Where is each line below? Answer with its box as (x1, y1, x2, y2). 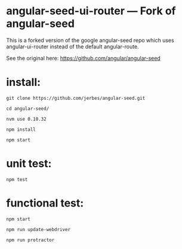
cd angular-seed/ (6, 106, 50, 112)
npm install (6, 127, 36, 133)
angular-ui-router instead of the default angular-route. (6, 43, 139, 50)
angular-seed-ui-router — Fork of (6, 4, 176, 18)
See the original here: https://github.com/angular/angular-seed (6, 54, 161, 62)
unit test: (6, 157, 52, 171)
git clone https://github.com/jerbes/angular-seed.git (6, 95, 146, 101)
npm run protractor (6, 237, 55, 243)
